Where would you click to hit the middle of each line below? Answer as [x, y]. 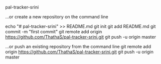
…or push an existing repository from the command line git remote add [78, 46]
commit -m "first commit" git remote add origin [54, 32]
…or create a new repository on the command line [57, 17]
